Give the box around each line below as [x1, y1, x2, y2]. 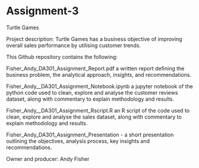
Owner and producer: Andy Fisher [6, 155, 90, 162]
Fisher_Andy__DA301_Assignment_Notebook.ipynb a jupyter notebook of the [6, 82, 193, 90]
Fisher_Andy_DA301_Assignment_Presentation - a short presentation [6, 131, 174, 138]
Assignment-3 [6, 4, 79, 18]
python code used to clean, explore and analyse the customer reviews [6, 89, 178, 96]
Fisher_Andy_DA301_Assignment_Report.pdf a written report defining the [6, 64, 185, 72]
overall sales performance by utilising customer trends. [6, 42, 141, 49]
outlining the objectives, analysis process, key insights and [6, 137, 150, 144]
